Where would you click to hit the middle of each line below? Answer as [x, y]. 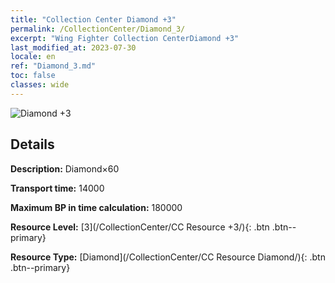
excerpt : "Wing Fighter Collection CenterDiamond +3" [125, 38]
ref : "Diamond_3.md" [53, 66]
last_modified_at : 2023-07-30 [73, 47]
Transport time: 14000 [57, 188]
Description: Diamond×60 [65, 168]
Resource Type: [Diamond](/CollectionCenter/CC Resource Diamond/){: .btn [168, 257]
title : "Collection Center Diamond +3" [93, 19]
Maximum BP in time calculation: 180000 [96, 207]
